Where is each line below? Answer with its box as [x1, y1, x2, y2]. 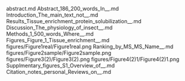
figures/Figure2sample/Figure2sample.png [6, 49, 112, 56]
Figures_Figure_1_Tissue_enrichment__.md [6, 37, 110, 43]
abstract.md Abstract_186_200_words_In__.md [6, 5, 119, 12]
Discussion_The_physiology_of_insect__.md [6, 24, 113, 31]
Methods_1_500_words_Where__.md [6, 30, 94, 38]
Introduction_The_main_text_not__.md [6, 11, 98, 18]
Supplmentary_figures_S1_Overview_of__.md [6, 62, 115, 69]
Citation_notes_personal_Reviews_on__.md [6, 68, 112, 75]
